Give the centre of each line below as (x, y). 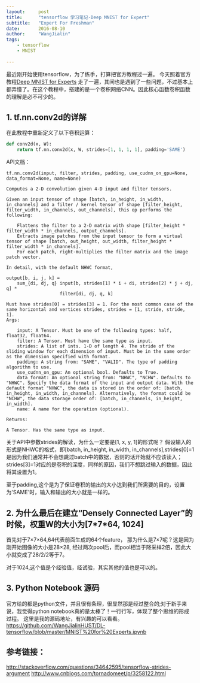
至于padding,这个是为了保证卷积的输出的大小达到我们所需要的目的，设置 (96, 485)
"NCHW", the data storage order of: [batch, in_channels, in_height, (95, 399)
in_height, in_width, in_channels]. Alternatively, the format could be (99, 394)
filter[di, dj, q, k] (86, 294)
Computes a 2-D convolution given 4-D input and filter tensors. (89, 189)
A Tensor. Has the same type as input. (56, 430)
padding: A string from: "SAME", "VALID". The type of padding (97, 362)
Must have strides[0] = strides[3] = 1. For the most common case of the (100, 304)
